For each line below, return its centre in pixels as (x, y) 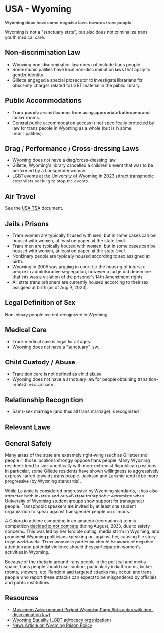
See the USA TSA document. (34, 208)
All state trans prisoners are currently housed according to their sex (80, 282)
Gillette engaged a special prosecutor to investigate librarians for (77, 80)
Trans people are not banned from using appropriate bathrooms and (81, 112)
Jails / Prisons (27, 224)
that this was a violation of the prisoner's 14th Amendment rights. (78, 277)
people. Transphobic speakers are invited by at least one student (70, 506)
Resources (22, 598)
